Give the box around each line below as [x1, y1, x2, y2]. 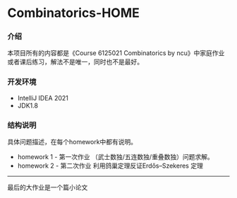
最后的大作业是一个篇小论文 [7, 183, 88, 192]
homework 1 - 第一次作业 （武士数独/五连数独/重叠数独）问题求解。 [17, 153, 214, 161]
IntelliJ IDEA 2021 [17, 93, 69, 102]
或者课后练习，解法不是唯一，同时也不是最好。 [7, 58, 143, 66]
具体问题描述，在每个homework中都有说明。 [7, 138, 138, 146]
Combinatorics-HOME [7, 5, 140, 21]
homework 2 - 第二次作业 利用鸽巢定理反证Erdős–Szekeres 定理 [17, 161, 203, 170]
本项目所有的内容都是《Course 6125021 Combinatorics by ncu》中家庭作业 [7, 49, 225, 57]
